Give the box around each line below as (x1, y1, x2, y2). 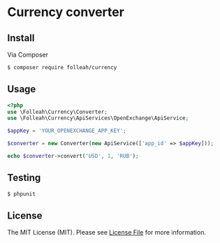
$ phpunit (7, 190, 36, 198)
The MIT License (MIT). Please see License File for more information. (7, 228, 206, 237)
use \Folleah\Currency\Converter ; (7, 108, 108, 115)
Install (7, 32, 35, 44)
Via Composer (7, 50, 49, 59)
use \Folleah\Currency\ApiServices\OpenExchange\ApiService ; (7, 115, 189, 122)
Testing (7, 172, 41, 184)
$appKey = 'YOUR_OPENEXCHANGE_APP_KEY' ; (7, 127, 127, 135)
